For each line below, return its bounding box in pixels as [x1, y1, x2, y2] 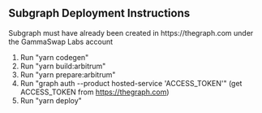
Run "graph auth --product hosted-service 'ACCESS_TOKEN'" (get [19, 78, 243, 88]
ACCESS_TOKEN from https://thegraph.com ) [19, 87, 170, 97]
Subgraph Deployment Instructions [8, 7, 191, 20]
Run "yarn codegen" [19, 52, 89, 62]
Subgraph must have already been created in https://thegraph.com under [8, 28, 254, 37]
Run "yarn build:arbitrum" [19, 61, 106, 71]
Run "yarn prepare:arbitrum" [19, 69, 116, 80]
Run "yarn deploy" [19, 95, 83, 105]
